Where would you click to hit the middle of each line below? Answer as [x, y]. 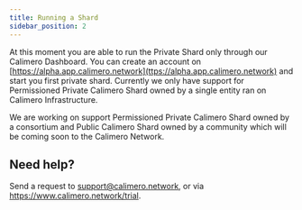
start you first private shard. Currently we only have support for [127, 80]
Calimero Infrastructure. [54, 99]
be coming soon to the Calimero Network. [87, 136]
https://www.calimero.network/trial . [75, 196]
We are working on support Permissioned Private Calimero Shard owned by [150, 117]
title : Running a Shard [54, 18]
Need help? [42, 164]
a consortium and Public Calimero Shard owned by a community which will [148, 126]
